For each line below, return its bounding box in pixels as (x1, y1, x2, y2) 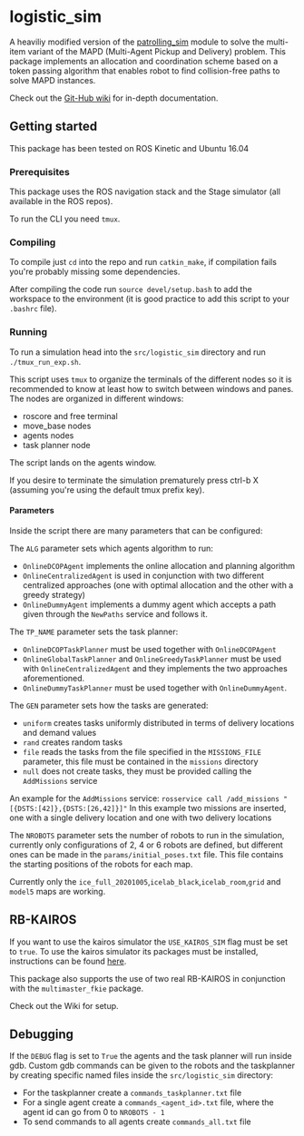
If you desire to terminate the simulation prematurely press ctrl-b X (9, 475, 259, 485)
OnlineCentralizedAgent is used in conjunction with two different (22, 570, 265, 581)
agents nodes (22, 429, 74, 441)
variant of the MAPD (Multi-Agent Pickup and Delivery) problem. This (27, 45, 286, 56)
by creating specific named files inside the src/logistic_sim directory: (9, 1070, 274, 1081)
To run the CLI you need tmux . (9, 213, 121, 224)
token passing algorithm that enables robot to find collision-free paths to (9, 65, 280, 76)
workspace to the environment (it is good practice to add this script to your (9, 293, 290, 305)
